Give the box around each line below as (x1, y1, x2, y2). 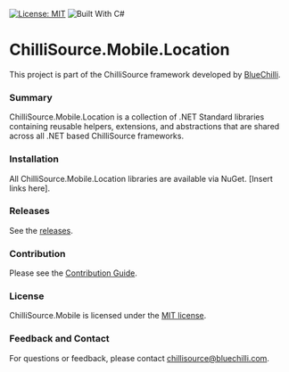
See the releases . (9, 225, 73, 236)
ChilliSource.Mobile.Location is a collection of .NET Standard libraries (9, 112, 265, 122)
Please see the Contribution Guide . (9, 268, 138, 278)
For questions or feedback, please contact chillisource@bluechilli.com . (9, 352, 270, 363)
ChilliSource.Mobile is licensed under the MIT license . (9, 310, 207, 321)
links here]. (9, 183, 51, 194)
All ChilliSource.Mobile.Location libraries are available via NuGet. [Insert (9, 173, 274, 184)
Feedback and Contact (9, 333, 110, 345)
